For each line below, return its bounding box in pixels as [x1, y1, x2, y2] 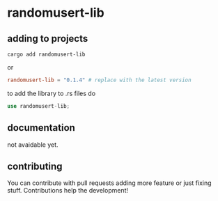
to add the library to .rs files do [7, 89, 96, 97]
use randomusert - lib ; [7, 102, 70, 109]
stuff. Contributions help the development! [7, 186, 129, 195]
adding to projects [7, 33, 88, 45]
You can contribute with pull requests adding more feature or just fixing [7, 179, 212, 187]
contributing [7, 160, 63, 172]
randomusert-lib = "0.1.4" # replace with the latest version [7, 77, 192, 83]
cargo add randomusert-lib [7, 51, 86, 58]
